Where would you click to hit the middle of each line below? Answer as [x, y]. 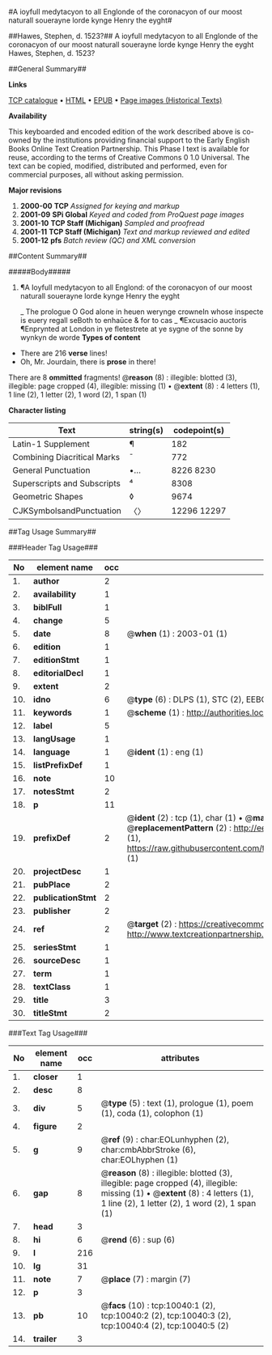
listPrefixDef [58, 765]
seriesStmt [55, 947]
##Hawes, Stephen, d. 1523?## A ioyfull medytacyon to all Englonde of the [133, 36]
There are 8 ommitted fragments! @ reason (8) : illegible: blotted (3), [123, 377]
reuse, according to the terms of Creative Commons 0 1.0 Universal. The [129, 157]
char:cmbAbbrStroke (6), [148, 1150]
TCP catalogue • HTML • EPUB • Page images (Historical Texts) [115, 100]
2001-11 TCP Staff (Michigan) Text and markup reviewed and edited [135, 231]
